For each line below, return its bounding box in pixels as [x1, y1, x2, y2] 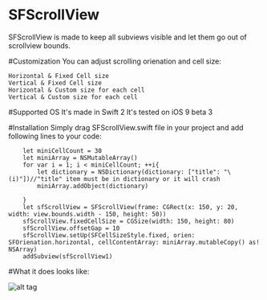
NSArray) [8, 245, 38, 253]
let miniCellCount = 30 [22, 146, 103, 154]
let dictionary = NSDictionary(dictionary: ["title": [37, 167, 220, 176]
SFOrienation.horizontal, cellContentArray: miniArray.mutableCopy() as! [8, 238, 261, 246]
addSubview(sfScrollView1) [22, 252, 113, 261]
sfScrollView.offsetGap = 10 [22, 224, 120, 232]
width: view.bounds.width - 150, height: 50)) [8, 210, 167, 218]
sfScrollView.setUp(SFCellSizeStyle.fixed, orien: [22, 231, 196, 239]
